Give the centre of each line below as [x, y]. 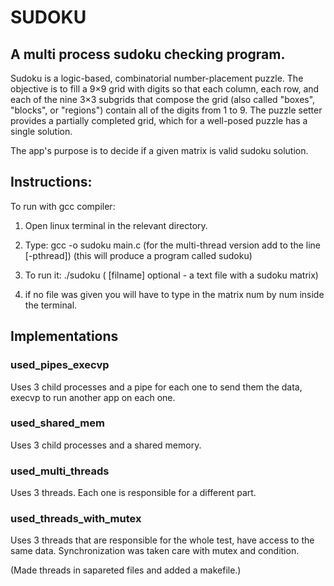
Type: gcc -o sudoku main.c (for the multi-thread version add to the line [172, 245]
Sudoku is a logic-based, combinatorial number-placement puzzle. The [157, 78]
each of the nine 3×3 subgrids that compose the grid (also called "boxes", [163, 99]
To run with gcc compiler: [63, 206]
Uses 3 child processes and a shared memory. [106, 445]
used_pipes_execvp [60, 365]
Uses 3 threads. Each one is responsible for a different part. [133, 493]
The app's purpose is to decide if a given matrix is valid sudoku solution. [159, 150]
